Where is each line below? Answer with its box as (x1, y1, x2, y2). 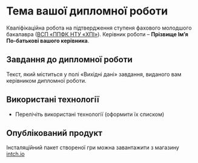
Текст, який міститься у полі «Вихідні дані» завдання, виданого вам (6, 71, 182, 78)
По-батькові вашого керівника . (6, 37, 90, 44)
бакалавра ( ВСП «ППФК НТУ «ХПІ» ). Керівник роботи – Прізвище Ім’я (6, 30, 189, 37)
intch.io (6, 150, 25, 158)
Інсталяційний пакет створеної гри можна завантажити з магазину (6, 144, 180, 152)
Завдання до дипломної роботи (6, 54, 133, 65)
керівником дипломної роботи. (6, 77, 87, 84)
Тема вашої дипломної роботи (6, 4, 168, 18)
